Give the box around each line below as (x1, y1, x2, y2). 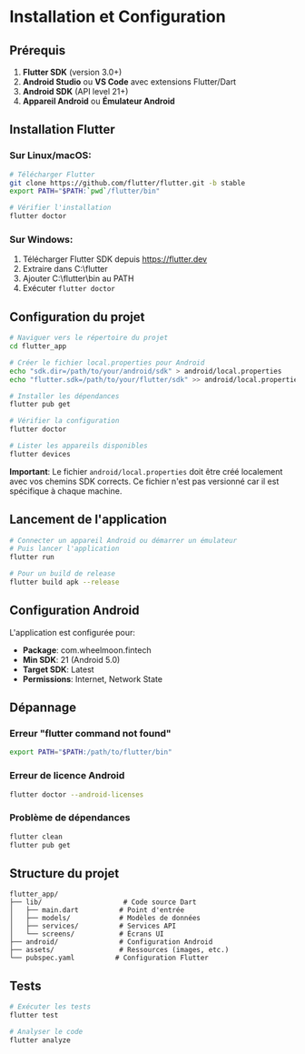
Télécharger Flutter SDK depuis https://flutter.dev (22, 254, 207, 265)
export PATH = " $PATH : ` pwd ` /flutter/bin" (9, 186, 161, 196)
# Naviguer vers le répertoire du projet (9, 334, 169, 343)
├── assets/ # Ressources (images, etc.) (9, 946, 230, 955)
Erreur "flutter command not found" (9, 728, 172, 740)
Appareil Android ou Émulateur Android (22, 95, 175, 106)
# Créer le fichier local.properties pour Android (9, 357, 205, 367)
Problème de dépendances (9, 811, 131, 824)
